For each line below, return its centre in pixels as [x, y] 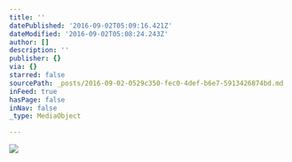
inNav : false [33, 108]
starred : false [37, 75]
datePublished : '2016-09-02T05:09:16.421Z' [91, 26]
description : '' [39, 50]
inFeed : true [33, 91]
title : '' [28, 17]
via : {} [24, 67]
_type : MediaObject [45, 116]
